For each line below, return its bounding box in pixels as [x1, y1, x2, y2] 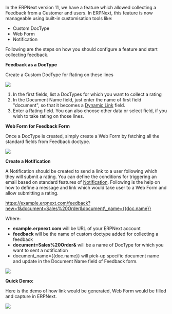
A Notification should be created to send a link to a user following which [5, 168, 158, 174]
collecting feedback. [5, 51, 49, 58]
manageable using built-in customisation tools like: [5, 15, 113, 21]
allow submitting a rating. [5, 190, 59, 196]
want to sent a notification [12, 247, 68, 253]
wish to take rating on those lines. [12, 113, 84, 119]
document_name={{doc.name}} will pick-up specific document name [12, 253, 159, 259]
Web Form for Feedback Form [5, 123, 70, 129]
